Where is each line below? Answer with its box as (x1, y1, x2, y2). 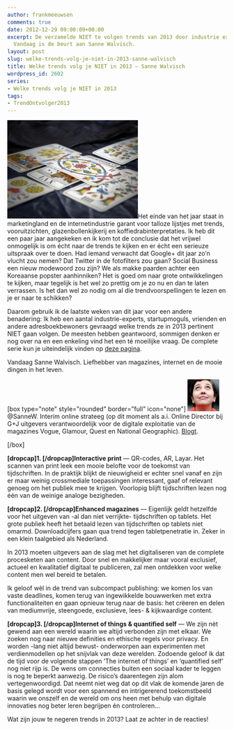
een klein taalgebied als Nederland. (7, 535, 109, 543)
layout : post (7, 48, 45, 55)
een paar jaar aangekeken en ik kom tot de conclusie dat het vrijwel (7, 234, 201, 243)
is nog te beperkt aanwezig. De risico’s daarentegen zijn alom (7, 672, 184, 680)
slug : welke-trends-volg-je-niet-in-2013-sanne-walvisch (7, 56, 176, 63)
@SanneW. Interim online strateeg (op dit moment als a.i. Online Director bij (7, 413, 223, 421)
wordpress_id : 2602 (7, 70, 64, 77)
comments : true (7, 18, 52, 26)
